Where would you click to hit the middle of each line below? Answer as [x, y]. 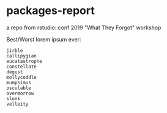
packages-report [50, 11]
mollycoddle [21, 77]
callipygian [21, 56]
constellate [21, 67]
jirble [15, 50]
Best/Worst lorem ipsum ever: [44, 39]
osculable [19, 88]
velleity [17, 104]
